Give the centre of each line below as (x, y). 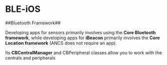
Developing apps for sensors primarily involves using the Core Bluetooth (80, 32)
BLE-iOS (23, 9)
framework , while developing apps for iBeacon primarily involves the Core (82, 38)
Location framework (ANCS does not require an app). (61, 43)
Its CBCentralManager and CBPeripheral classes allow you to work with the (83, 53)
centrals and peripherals (30, 58)
